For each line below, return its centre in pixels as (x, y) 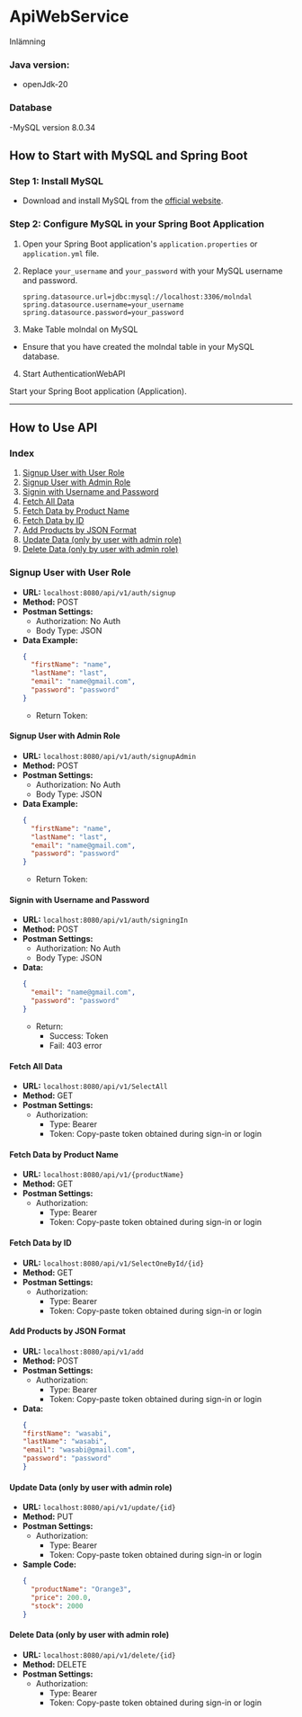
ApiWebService (69, 17)
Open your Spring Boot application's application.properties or (140, 244)
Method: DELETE (54, 1664)
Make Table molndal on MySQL (80, 329)
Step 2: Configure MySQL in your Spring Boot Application (137, 224)
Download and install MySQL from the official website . (123, 201)
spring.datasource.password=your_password (103, 312)
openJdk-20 (45, 85)
